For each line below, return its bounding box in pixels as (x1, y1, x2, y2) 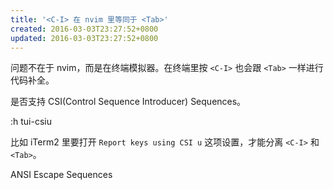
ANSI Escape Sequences (10, 169, 113, 181)
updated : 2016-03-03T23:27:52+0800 (10, 33, 159, 43)
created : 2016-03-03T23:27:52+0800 (10, 24, 159, 34)
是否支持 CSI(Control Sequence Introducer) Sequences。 (10, 96, 247, 108)
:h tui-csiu (10, 116, 52, 128)
